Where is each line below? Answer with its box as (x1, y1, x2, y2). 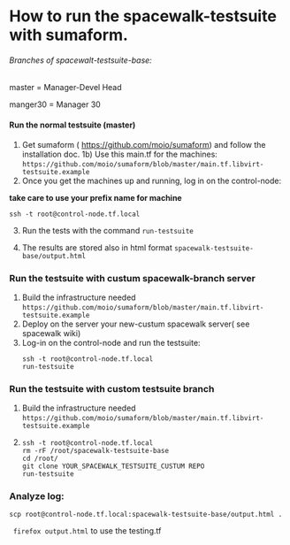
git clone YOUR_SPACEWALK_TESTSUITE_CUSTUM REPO (21, 462, 205, 471)
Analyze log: (9, 490, 65, 503)
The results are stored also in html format (21, 242, 172, 253)
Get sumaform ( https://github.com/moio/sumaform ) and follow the (21, 139, 266, 150)
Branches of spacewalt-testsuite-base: (9, 55, 152, 65)
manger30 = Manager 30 (9, 99, 102, 110)
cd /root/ (21, 454, 59, 464)
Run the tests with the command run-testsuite (21, 225, 195, 235)
